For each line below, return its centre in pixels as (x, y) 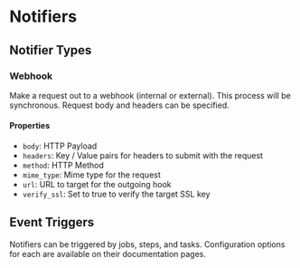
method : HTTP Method (63, 166)
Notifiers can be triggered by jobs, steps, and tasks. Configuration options (147, 244)
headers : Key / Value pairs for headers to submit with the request (143, 156)
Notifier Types (51, 50)
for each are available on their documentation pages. (108, 254)
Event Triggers (52, 222)
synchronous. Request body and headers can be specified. (119, 105)
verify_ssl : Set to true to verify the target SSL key (116, 194)
